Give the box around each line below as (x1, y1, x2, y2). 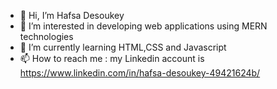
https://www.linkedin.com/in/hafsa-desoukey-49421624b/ (19, 67, 261, 79)
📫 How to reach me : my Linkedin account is (19, 53, 205, 64)
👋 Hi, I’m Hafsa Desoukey (19, 10, 125, 21)
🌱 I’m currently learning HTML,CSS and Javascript (19, 41, 227, 53)
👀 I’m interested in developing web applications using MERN (19, 20, 268, 32)
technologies (19, 31, 74, 42)
